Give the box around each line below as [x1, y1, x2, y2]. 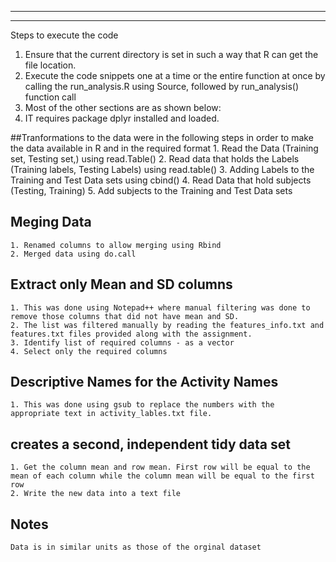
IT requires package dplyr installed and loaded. [24, 112, 220, 124]
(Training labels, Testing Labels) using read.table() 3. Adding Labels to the [10, 164, 315, 175]
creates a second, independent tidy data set [10, 436, 291, 453]
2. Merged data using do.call [10, 249, 137, 259]
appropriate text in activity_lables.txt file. [10, 409, 213, 419]
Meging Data [10, 214, 92, 231]
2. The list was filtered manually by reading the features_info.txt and [10, 320, 325, 330]
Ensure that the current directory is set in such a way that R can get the [24, 49, 319, 60]
